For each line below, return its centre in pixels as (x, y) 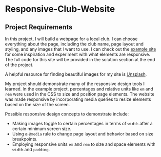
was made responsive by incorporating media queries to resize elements (78, 99)
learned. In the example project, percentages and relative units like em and (79, 89)
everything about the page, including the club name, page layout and (74, 44)
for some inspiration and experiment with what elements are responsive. (78, 54)
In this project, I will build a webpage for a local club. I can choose (71, 39)
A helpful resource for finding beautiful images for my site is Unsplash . (76, 74)
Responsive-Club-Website (60, 9)
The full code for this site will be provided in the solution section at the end (80, 59)
